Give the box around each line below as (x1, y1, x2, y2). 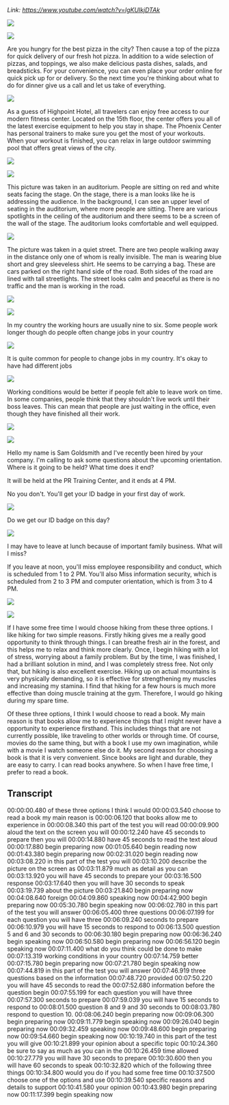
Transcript (7, 788, 53, 800)
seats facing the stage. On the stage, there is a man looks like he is (7, 190, 196, 198)
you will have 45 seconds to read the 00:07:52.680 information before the (7, 981, 215, 989)
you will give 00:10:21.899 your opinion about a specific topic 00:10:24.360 (7, 1039, 218, 1047)
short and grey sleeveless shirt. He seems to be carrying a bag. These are (7, 260, 216, 268)
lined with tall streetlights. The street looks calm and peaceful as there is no (7, 274, 220, 283)
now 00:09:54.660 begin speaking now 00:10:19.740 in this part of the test (7, 1032, 217, 1040)
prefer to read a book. (7, 768, 69, 776)
